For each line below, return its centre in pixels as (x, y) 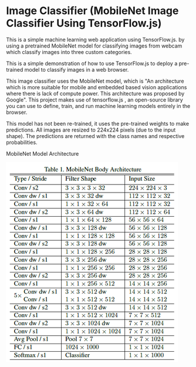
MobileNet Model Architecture (43, 153)
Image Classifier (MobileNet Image (92, 11)
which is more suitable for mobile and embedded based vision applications (97, 87)
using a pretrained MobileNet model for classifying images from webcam (94, 46)
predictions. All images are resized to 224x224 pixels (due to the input (91, 130)
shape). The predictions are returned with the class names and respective (95, 136)
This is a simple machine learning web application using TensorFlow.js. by (95, 39)
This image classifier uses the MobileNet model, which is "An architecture (95, 81)
